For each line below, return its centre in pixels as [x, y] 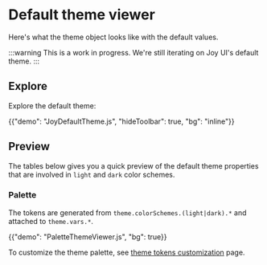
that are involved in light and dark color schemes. [92, 174]
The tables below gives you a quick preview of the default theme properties [133, 165]
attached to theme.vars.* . [51, 221]
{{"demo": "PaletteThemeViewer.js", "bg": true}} [88, 236]
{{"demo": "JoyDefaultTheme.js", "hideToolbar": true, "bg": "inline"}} [121, 121]
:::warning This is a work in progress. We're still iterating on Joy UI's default [133, 52]
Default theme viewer [82, 15]
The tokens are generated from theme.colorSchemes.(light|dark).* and [127, 212]
